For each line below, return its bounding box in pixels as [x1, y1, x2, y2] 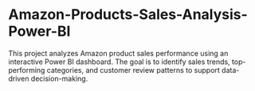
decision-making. [30, 74, 88, 83]
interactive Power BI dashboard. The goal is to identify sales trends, [8, 57, 230, 66]
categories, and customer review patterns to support [46, 65, 221, 74]
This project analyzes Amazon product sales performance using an [8, 48, 229, 58]
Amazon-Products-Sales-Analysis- [8, 6, 249, 24]
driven [8, 74, 29, 83]
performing [8, 65, 45, 74]
